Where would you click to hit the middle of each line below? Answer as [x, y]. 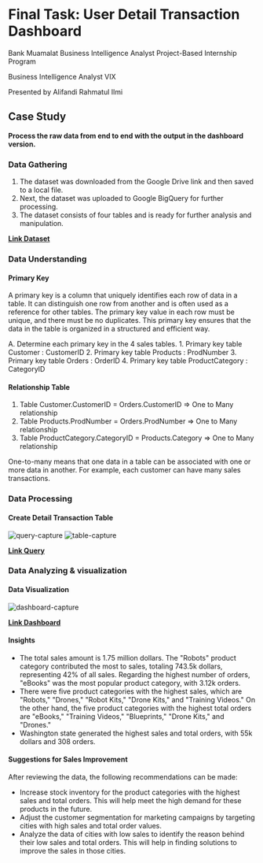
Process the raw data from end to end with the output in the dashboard [126, 135]
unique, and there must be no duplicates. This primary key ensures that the [130, 320]
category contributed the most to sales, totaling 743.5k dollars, [121, 666]
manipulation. [42, 224]
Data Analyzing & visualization [68, 571]
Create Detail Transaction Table [61, 517]
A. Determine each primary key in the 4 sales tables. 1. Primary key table [125, 344]
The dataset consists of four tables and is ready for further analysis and [135, 215]
